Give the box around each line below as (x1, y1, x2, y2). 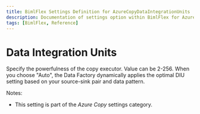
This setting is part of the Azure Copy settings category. (14, 101, 153, 108)
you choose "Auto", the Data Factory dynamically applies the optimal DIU (6, 72, 185, 79)
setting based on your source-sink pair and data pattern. (6, 78, 145, 85)
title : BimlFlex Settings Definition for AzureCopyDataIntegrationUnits (6, 8, 190, 15)
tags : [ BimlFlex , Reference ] (6, 20, 79, 26)
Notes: (6, 90, 23, 97)
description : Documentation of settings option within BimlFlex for (6, 14, 180, 20)
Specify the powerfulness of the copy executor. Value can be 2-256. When (6, 65, 189, 72)
